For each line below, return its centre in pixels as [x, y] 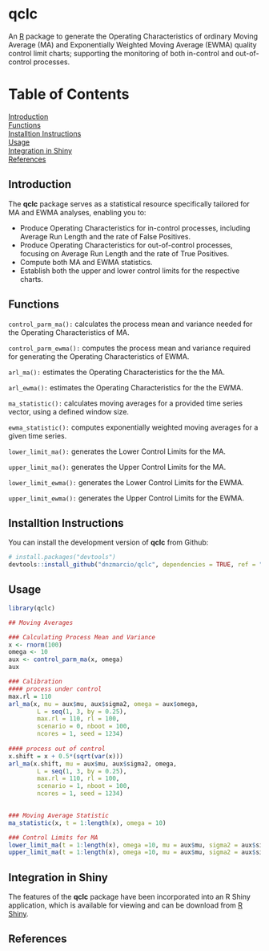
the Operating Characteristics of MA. [69, 332]
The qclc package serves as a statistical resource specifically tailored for [129, 204]
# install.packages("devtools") [62, 557]
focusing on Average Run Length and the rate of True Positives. [124, 253]
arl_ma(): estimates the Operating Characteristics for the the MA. [117, 372]
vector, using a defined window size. [69, 411]
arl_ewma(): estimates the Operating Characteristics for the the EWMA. [126, 387]
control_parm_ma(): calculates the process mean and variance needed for [130, 324]
